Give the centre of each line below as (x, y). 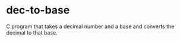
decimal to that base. (32, 32)
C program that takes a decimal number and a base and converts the (90, 26)
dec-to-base (38, 10)
